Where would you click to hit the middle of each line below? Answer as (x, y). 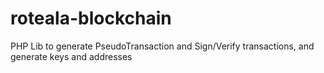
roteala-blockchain (91, 18)
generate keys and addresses (71, 56)
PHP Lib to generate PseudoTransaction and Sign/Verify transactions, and (162, 46)
